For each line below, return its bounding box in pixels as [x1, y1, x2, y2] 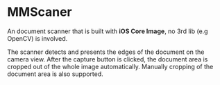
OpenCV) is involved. [7, 34, 68, 42]
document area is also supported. [7, 70, 104, 78]
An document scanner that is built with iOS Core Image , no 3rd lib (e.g [7, 27, 208, 35]
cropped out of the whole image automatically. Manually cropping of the [7, 62, 214, 70]
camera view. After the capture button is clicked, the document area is [7, 55, 208, 63]
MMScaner [7, 4, 73, 20]
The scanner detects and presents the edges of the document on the [7, 48, 205, 56]
